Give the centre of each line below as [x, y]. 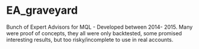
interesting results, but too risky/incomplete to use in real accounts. [90, 39]
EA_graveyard [42, 10]
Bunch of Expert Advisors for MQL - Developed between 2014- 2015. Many [99, 27]
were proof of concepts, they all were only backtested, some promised [94, 33]
